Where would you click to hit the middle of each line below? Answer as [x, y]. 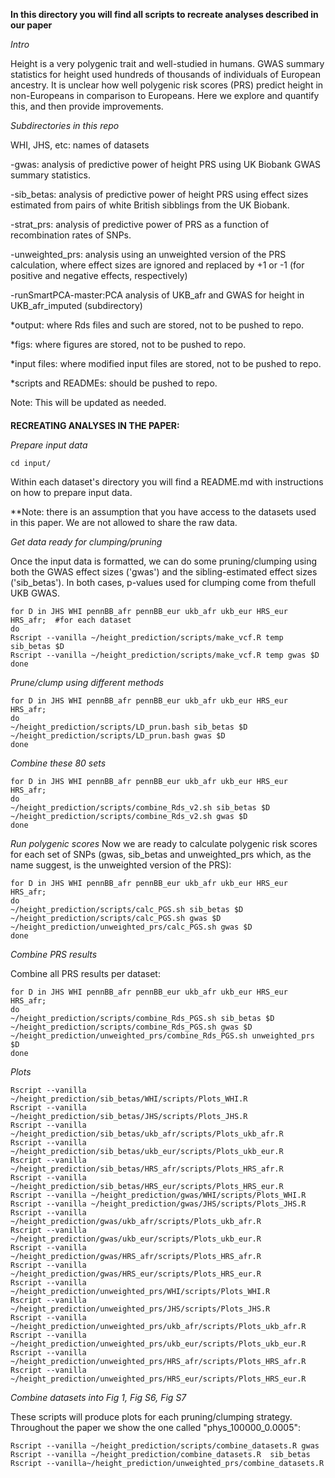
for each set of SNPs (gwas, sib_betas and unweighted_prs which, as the [161, 854]
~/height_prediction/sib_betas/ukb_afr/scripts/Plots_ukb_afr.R [147, 1134]
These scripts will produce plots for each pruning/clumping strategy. [151, 1416]
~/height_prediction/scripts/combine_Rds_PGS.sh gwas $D [131, 1027]
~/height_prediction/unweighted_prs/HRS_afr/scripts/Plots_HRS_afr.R [158, 1361]
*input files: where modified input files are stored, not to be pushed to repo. [166, 363]
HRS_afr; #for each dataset [71, 620]
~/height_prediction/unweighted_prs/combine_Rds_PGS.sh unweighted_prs [162, 1035]
